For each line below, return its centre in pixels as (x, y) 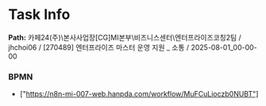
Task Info (39, 15)
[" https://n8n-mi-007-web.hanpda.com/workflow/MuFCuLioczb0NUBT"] (139, 94)
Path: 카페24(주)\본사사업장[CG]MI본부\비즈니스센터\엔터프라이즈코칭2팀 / (125, 37)
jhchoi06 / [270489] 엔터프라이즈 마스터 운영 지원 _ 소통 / (99, 47)
